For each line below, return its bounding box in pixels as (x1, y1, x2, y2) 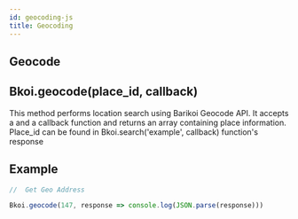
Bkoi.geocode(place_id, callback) (9, 84, 198, 99)
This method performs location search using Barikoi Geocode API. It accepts (9, 107, 289, 118)
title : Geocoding (9, 21, 74, 30)
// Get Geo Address (9, 185, 86, 194)
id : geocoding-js (9, 12, 74, 22)
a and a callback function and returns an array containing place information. (9, 117, 286, 128)
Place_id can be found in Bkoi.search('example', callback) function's (9, 126, 259, 137)
